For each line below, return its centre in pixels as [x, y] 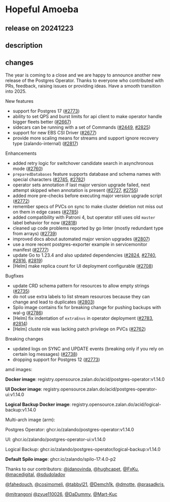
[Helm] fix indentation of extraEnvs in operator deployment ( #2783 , [83, 318]
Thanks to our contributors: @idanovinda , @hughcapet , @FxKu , [72, 469]
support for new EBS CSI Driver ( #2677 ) [54, 132]
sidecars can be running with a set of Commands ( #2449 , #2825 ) [81, 127]
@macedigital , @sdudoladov [35, 474]
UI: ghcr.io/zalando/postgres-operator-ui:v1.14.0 [55, 439]
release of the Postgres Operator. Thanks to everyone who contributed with [84, 80]
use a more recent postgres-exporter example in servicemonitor [80, 244]
